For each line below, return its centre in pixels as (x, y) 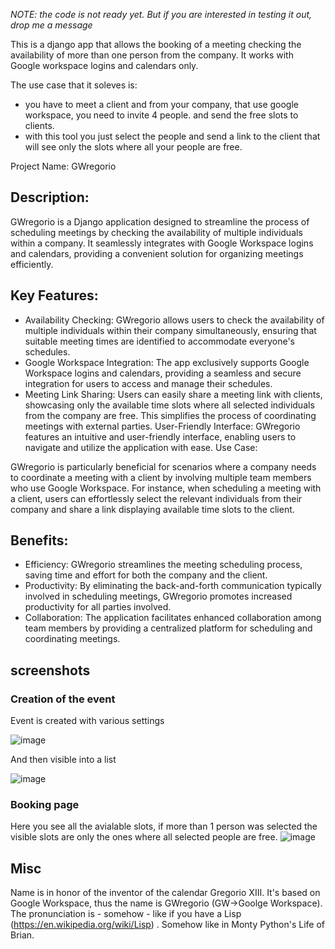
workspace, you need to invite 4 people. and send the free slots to (161, 115)
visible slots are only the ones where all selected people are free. (144, 837)
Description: (50, 197)
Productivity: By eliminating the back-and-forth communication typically (173, 586)
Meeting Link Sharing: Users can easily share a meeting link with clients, (173, 394)
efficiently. (32, 264)
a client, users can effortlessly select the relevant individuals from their (156, 498)
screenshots (50, 670)
